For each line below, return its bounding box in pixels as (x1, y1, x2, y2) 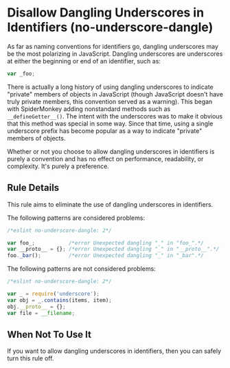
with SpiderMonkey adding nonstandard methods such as (7, 105, 171, 113)
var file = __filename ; (7, 309, 76, 316)
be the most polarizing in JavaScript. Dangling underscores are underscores (7, 50, 223, 58)
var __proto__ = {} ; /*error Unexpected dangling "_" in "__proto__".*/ (7, 246, 220, 253)
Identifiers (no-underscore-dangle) (7, 19, 214, 35)
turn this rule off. (7, 354, 54, 362)
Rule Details (7, 182, 60, 194)
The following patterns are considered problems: (7, 214, 146, 222)
